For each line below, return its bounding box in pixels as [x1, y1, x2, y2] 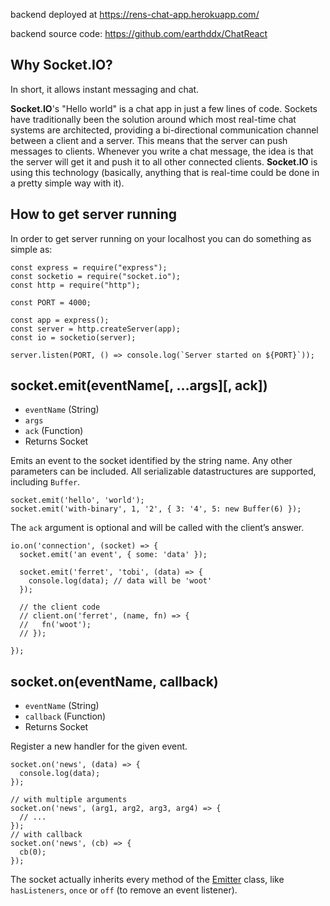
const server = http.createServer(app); [10, 324, 182, 334]
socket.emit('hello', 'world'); [10, 495, 145, 506]
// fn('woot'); [19, 620, 92, 630]
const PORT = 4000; [10, 297, 92, 308]
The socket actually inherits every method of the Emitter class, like [10, 874, 285, 886]
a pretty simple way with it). [10, 177, 125, 189]
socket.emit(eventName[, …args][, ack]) [10, 377, 268, 394]
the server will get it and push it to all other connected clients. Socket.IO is [10, 155, 318, 168]
